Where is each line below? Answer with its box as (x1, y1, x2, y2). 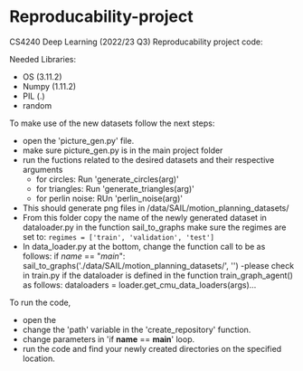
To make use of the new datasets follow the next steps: (9, 118, 215, 128)
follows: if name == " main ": (22, 251, 126, 262)
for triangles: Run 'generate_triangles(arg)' (35, 183, 194, 194)
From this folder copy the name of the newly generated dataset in (22, 212, 267, 223)
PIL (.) (22, 90, 45, 101)
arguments (22, 164, 63, 175)
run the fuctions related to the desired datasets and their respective (22, 154, 275, 165)
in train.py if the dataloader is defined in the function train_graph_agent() (22, 270, 294, 281)
